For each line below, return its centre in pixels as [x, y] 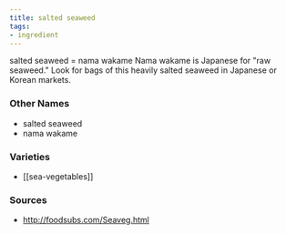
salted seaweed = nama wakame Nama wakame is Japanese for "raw [140, 61]
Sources [28, 199]
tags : [20, 26]
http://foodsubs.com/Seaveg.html [86, 220]
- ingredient [34, 35]
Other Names [40, 104]
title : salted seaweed [52, 18]
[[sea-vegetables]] [58, 176]
